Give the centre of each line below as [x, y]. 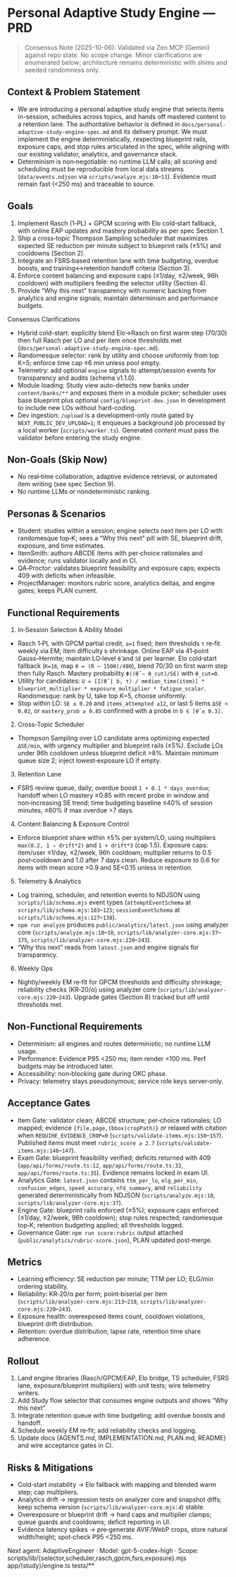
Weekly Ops [35, 968]
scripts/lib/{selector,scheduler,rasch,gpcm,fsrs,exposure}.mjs [97, 1558]
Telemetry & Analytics [49, 881]
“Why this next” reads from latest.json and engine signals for [108, 947]
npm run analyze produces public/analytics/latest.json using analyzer [123, 925]
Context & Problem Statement [74, 92]
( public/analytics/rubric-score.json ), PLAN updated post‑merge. [115, 1240]
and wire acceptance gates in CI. [65, 1445]
